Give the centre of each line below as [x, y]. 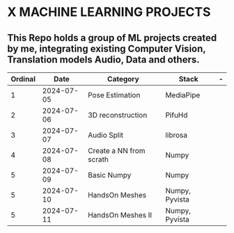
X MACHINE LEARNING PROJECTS [109, 12]
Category [123, 79]
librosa [177, 135]
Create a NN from [117, 151]
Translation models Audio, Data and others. [103, 59]
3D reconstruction [118, 115]
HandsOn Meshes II [120, 215]
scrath [99, 159]
